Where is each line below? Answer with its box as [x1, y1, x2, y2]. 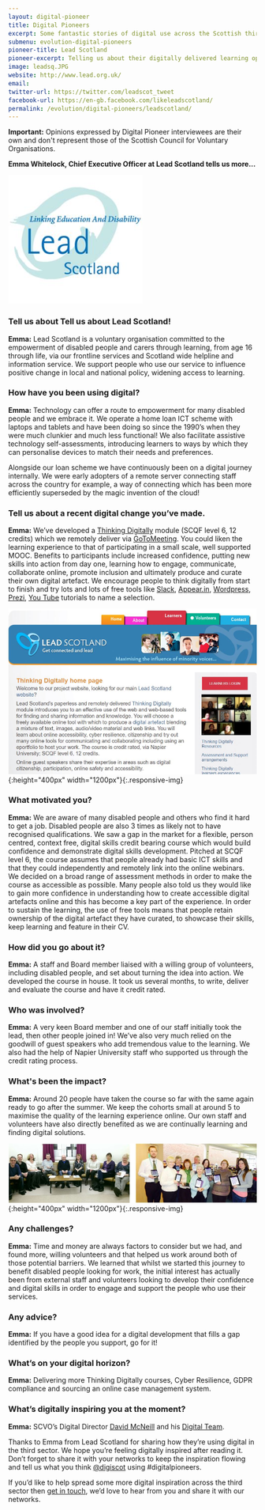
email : [8, 79, 30, 87]
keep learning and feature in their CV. [8, 922, 130, 931]
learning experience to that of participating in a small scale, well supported [8, 543, 251, 552]
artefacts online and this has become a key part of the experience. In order [8, 896, 252, 906]
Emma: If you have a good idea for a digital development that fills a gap [8, 1330, 241, 1339]
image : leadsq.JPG [8, 63, 69, 71]
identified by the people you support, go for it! [8, 1338, 158, 1348]
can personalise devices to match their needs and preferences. [8, 447, 214, 456]
